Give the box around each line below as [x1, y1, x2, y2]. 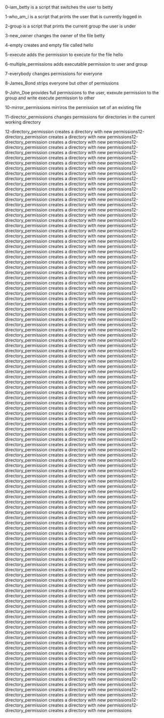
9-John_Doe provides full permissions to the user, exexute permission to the [5, 90, 159, 95]
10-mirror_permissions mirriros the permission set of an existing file [5, 105, 141, 110]
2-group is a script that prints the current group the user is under [5, 23, 136, 29]
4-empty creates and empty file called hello [5, 42, 94, 48]
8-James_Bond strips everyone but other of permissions [5, 80, 119, 86]
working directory [5, 119, 41, 125]
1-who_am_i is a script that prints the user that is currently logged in [5, 14, 142, 19]
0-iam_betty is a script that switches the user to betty [5, 4, 113, 10]
